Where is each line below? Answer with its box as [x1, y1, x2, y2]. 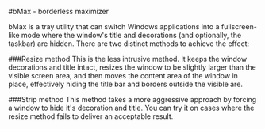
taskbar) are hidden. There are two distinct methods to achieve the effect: [8, 39, 250, 48]
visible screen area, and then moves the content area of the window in [8, 71, 238, 80]
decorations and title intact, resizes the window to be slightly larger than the [8, 63, 256, 72]
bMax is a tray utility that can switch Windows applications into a [8, 22, 220, 31]
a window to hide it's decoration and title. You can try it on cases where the [8, 103, 255, 112]
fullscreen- [221, 22, 258, 31]
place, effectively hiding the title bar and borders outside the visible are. [8, 79, 244, 89]
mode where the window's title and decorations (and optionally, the [21, 31, 242, 40]
